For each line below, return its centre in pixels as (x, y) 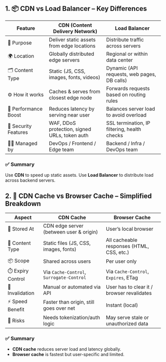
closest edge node (70, 97)
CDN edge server (63, 226)
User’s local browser (130, 229)
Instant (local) (122, 305)
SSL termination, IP (128, 123)
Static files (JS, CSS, (67, 243)
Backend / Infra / (125, 143)
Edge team (61, 149)
